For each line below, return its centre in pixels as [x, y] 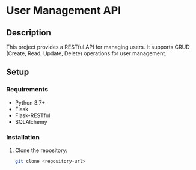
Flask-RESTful [32, 115]
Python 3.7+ [30, 102]
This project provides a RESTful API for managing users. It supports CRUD [98, 47]
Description [29, 33]
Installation [23, 137]
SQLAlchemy [31, 121]
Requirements [27, 90]
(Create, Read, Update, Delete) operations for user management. [86, 53]
